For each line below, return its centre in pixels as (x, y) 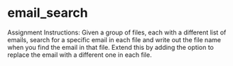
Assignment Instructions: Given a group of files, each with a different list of (117, 32)
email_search (48, 13)
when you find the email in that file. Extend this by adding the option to (111, 47)
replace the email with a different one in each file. (80, 55)
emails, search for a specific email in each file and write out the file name (114, 39)
